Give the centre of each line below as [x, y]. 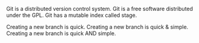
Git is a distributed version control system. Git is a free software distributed [100, 9]
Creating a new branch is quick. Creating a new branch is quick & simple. [97, 27]
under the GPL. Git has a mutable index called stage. [72, 15]
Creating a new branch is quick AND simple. [61, 33]
